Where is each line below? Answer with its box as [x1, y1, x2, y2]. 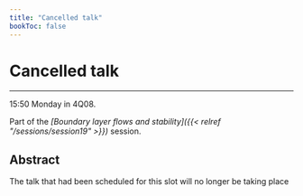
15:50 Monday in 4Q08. [9, 98, 96, 109]
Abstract [9, 152, 60, 167]
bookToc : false [9, 22, 67, 31]
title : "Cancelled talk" [9, 13, 103, 23]
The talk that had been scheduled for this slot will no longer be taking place [9, 176, 289, 187]
